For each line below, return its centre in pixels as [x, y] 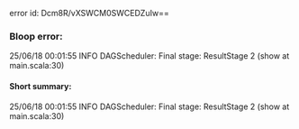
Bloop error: [36, 36]
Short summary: [41, 86]
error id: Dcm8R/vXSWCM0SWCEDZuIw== [89, 13]
